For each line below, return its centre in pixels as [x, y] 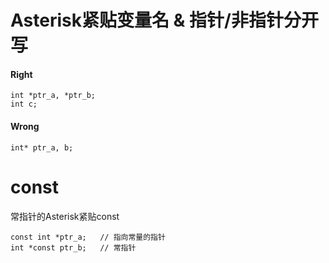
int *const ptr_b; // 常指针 [73, 247]
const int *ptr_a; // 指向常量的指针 [88, 237]
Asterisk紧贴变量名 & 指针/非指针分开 [164, 20]
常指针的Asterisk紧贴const [65, 216]
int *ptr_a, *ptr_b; [53, 96]
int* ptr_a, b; [42, 147]
